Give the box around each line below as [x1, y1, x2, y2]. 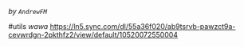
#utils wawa [8, 22, 49, 31]
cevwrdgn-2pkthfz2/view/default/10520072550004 [8, 31, 178, 39]
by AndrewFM [8, 7, 48, 16]
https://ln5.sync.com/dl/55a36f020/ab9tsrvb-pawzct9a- [49, 22, 236, 31]
